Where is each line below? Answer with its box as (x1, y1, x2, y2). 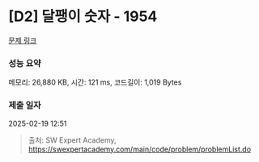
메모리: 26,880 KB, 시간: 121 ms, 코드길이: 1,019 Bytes (8, 77, 182, 87)
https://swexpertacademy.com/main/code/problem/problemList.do (28, 144, 252, 154)
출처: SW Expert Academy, (28, 135, 117, 145)
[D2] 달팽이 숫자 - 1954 (8, 7, 158, 26)
